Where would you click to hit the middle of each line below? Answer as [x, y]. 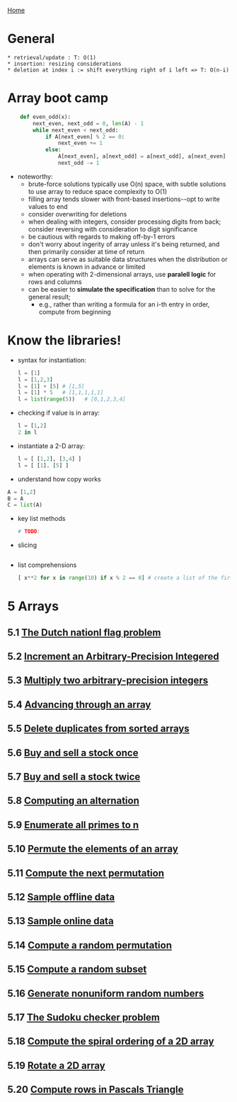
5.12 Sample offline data [61, 897]
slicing [27, 545]
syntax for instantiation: [52, 360]
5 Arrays [33, 606]
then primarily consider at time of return [86, 251]
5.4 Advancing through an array [79, 705]
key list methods [41, 519]
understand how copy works [59, 479]
